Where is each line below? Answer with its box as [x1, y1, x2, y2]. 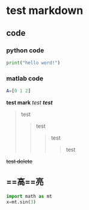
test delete [6, 157, 33, 164]
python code [6, 46, 44, 55]
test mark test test [6, 98, 53, 106]
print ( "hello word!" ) [6, 59, 61, 66]
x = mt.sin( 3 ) [6, 198, 36, 205]
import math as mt [6, 193, 52, 199]
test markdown [6, 4, 84, 18]
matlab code [6, 74, 44, 83]
